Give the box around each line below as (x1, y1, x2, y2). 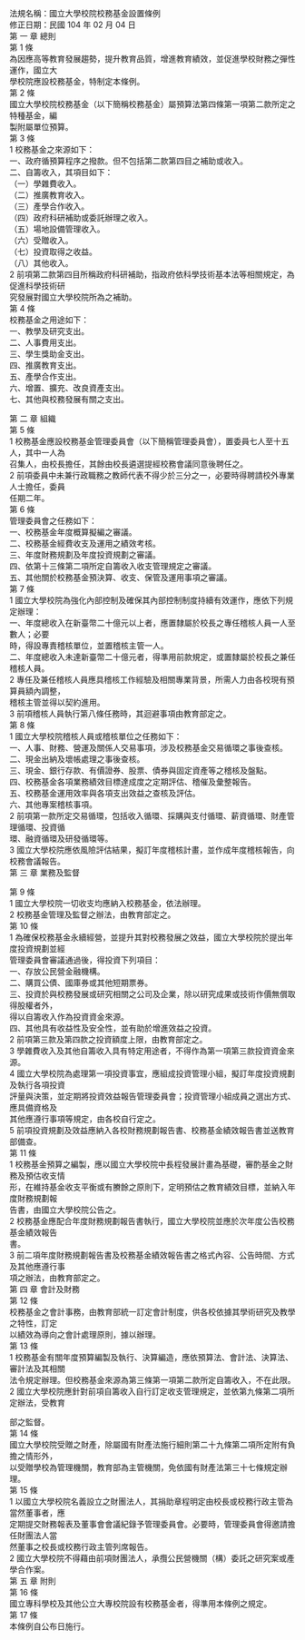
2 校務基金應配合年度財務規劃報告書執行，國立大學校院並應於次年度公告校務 (9, 1216, 295, 1226)
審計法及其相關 (9, 1363, 65, 1374)
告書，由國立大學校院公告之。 (9, 1204, 121, 1215)
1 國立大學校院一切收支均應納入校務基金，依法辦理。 (9, 898, 206, 908)
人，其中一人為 (9, 448, 65, 458)
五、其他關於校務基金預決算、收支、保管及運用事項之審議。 (9, 572, 232, 583)
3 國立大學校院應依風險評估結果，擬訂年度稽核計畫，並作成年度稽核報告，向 (9, 845, 295, 855)
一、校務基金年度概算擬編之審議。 (9, 527, 137, 538)
